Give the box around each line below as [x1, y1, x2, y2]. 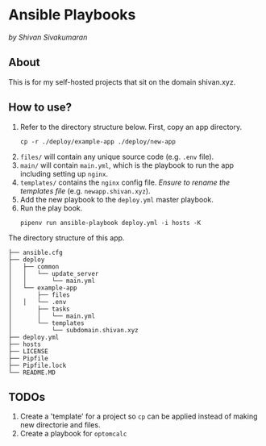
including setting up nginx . [19, 169, 109, 178]
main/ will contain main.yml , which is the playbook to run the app [19, 160, 235, 170]
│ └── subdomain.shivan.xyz [8, 326, 139, 334]
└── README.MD [8, 369, 56, 377]
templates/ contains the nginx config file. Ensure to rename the [19, 177, 231, 187]
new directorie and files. [19, 420, 101, 430]
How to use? [8, 101, 73, 115]
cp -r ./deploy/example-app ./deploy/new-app [19, 137, 176, 146]
